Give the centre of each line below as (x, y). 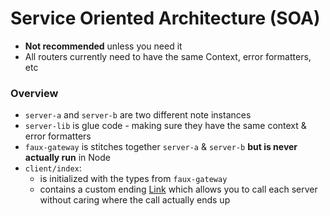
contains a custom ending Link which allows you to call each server (178, 189)
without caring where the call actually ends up (135, 200)
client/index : (53, 168)
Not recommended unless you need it (103, 46)
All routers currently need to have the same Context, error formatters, (168, 56)
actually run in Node (67, 158)
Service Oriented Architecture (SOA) (165, 18)
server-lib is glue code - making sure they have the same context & (165, 126)
